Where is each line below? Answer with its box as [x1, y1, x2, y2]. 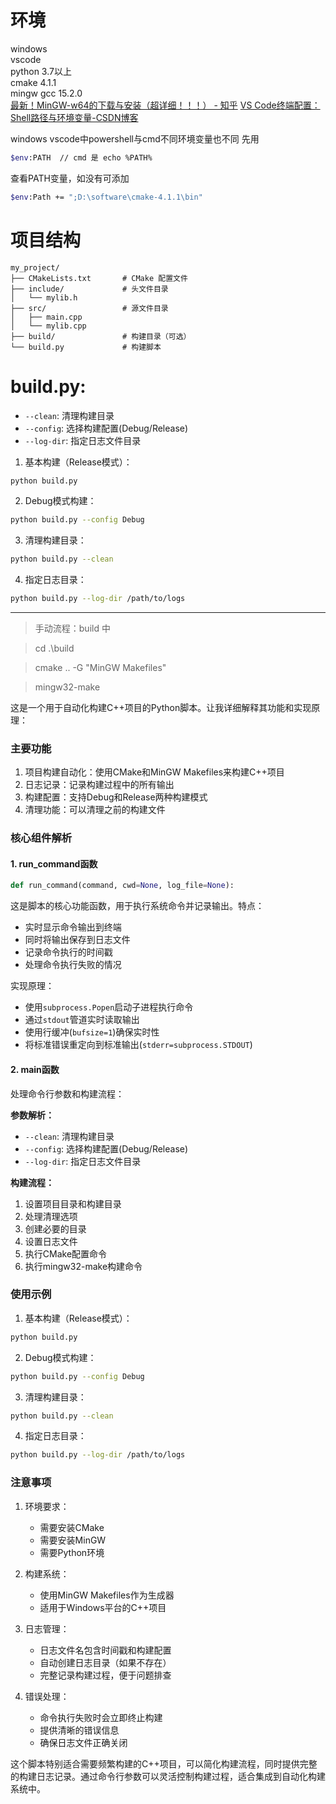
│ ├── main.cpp [10, 312, 83, 322]
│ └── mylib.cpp [10, 321, 87, 331]
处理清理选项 [24, 1210, 78, 1222]
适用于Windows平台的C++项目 [39, 1601, 167, 1613]
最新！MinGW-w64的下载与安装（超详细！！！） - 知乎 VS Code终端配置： [10, 99, 321, 111]
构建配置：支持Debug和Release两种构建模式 [24, 791, 208, 803]
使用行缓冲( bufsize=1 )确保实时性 [24, 1026, 160, 1038]
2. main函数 [10, 1063, 60, 1075]
